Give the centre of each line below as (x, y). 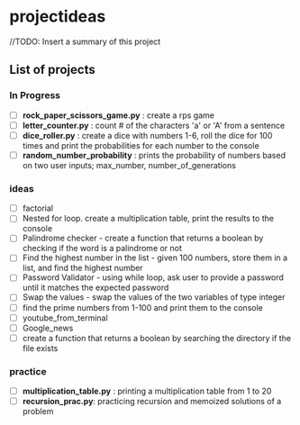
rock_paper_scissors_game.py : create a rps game (118, 115)
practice (28, 371)
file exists (40, 348)
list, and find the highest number (82, 268)
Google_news (48, 328)
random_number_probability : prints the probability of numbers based (154, 155)
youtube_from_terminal (65, 318)
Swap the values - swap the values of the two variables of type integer (154, 297)
